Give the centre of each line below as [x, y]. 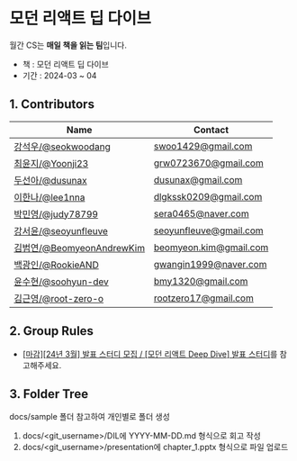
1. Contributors [52, 104]
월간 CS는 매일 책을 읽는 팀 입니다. [68, 45]
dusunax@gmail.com [198, 179]
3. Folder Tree [49, 394]
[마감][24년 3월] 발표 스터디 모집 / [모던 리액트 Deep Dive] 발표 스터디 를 [150, 354]
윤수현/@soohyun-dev [62, 282]
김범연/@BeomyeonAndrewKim [80, 248]
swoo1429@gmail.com [203, 146]
